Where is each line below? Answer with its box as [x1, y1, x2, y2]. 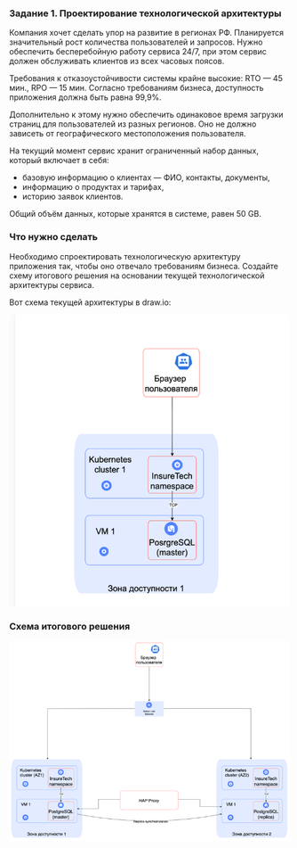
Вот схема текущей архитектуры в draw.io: [9, 297, 172, 308]
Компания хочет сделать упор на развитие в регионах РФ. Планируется [9, 28, 285, 38]
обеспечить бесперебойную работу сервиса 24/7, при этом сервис [9, 46, 267, 57]
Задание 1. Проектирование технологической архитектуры [9, 7, 282, 20]
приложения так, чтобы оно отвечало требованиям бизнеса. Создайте [9, 260, 278, 271]
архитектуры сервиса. [9, 279, 95, 290]
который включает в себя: [9, 155, 109, 166]
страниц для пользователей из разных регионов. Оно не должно [9, 119, 257, 129]
